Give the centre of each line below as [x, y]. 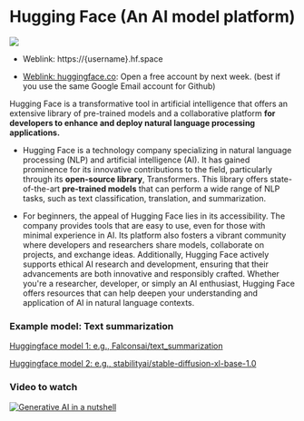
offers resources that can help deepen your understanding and [140, 293]
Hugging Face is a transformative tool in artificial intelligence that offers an [149, 103]
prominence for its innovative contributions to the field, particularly [147, 169]
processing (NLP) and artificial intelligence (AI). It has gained [136, 160]
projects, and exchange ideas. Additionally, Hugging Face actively [146, 254]
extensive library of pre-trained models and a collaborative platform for [142, 113]
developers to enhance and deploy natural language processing [132, 122]
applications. [35, 132]
